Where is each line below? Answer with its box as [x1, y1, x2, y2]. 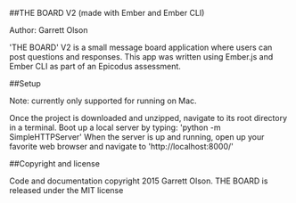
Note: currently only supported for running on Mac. [9, 95, 198, 106]
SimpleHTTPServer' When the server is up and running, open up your [9, 132, 265, 142]
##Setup [9, 78, 42, 88]
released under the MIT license [9, 185, 124, 195]
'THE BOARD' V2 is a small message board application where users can [9, 42, 273, 53]
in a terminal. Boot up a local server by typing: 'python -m [9, 122, 221, 133]
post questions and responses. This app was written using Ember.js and [9, 52, 274, 61]
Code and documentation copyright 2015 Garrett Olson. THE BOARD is [9, 175, 268, 186]
